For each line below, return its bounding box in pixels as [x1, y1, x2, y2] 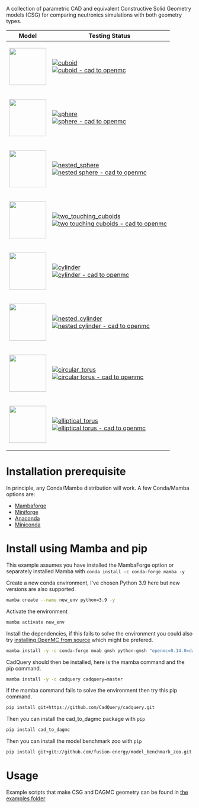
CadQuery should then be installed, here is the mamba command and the [6, 658, 185, 666]
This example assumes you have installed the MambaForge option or [6, 561, 174, 569]
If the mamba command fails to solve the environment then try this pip [6, 687, 178, 694]
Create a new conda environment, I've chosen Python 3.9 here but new [6, 579, 180, 586]
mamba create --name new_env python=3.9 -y [6, 597, 115, 603]
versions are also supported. [6, 585, 76, 592]
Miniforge [14, 508, 38, 515]
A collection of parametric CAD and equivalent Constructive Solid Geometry [6, 5, 191, 12]
